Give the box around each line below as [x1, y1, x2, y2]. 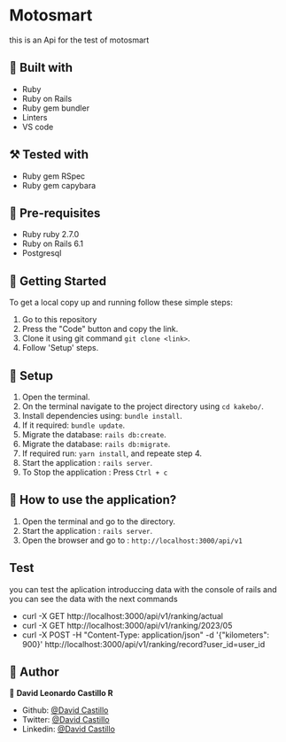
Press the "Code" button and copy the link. [21, 324, 179, 335]
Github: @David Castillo [21, 705, 109, 715]
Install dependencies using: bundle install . [21, 411, 183, 421]
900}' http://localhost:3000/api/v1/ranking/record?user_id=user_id [21, 638, 266, 649]
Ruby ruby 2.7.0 [21, 229, 80, 240]
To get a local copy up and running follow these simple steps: [9, 298, 233, 308]
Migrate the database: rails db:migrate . [21, 439, 171, 449]
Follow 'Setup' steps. [21, 343, 99, 353]
